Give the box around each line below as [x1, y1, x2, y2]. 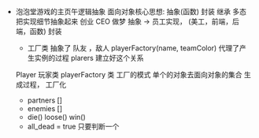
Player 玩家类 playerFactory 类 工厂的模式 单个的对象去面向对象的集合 [15, 70, 242, 79]
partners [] [27, 95, 63, 105]
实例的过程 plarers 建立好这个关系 [34, 54, 144, 62]
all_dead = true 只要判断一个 [27, 121, 120, 131]
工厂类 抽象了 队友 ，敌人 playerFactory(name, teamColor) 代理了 [27, 43, 240, 53]
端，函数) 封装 [15, 27, 62, 35]
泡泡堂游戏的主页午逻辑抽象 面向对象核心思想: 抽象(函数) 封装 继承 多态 [15, 7, 246, 16]
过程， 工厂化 [22, 80, 67, 89]
